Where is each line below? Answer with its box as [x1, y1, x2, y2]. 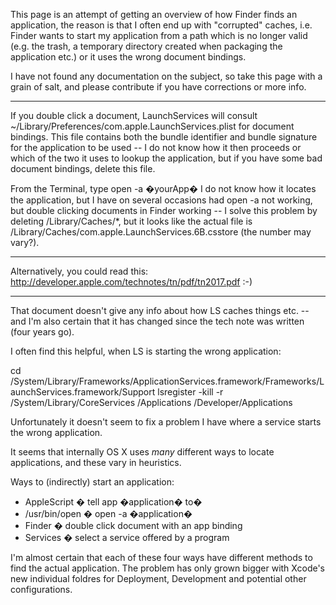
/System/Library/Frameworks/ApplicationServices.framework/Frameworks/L [10, 375, 325, 387]
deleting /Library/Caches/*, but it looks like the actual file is [10, 215, 253, 227]
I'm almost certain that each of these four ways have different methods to [10, 552, 313, 563]
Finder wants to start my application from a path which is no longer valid [10, 30, 308, 41]
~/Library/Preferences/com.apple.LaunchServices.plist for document [10, 120, 295, 132]
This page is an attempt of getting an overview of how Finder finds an [10, 9, 298, 20]
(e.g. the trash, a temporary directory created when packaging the [10, 40, 283, 52]
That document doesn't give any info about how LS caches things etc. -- [10, 305, 310, 316]
